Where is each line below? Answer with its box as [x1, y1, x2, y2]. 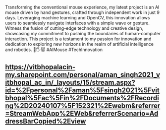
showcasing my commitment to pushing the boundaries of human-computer [5, 31, 161, 36]
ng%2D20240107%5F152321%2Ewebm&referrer [5, 102, 161, 110]
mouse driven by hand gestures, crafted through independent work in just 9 [5, 9, 160, 15]
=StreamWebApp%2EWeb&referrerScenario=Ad [5, 109, 159, 118]
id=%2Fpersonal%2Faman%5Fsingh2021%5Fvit [5, 86, 160, 95]
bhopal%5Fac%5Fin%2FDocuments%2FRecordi [5, 94, 160, 102]
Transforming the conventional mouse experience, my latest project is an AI [5, 4, 160, 10]
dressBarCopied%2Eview [5, 117, 86, 126]
